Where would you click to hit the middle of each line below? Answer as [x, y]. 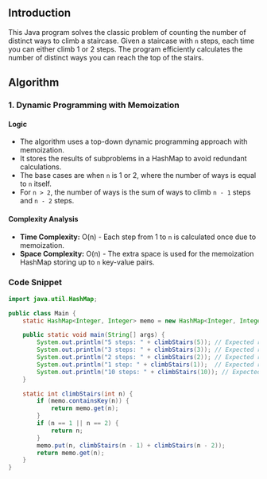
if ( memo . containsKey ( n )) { [83, 401]
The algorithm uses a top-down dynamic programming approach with [133, 141]
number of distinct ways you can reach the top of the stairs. [106, 57]
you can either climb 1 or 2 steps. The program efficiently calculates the [126, 49]
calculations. [41, 167]
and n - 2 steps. [47, 201]
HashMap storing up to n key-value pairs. [87, 262]
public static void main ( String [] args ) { [94, 335]
